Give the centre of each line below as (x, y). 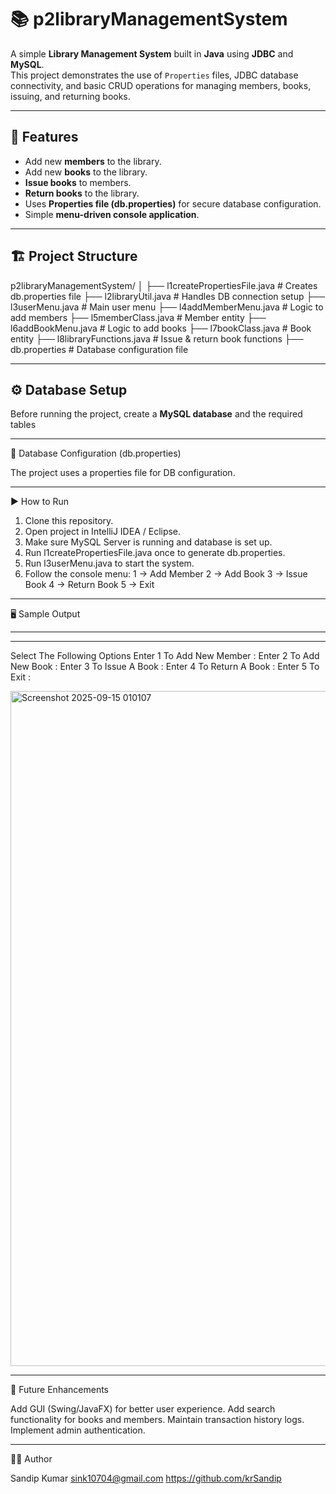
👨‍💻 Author (31, 1459)
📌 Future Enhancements (59, 1390)
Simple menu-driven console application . (112, 214)
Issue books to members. (78, 182)
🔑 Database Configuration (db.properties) (96, 453)
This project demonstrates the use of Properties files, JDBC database (154, 75)
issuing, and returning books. (70, 96)
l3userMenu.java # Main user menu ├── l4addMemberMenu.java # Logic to (167, 307)
